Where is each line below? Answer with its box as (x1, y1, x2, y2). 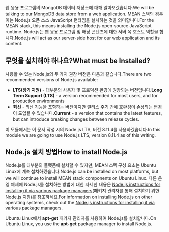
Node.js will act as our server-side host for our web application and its (14, 35, 160, 41)
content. (5, 41, 23, 46)
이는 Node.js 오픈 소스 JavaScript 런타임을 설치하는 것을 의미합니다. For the (5, 17, 154, 23)
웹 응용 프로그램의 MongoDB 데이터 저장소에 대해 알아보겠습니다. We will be (5, 5, 154, 10)
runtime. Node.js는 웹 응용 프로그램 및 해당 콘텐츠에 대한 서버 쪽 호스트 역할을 (5, 29, 158, 34)
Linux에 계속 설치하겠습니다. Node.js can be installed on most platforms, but (5, 168, 159, 175)
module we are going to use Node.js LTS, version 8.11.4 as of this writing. (5, 132, 156, 138)
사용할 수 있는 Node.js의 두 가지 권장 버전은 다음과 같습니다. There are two (5, 71, 152, 77)
